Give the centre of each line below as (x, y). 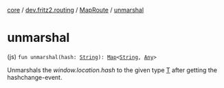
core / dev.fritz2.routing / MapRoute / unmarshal (76, 10)
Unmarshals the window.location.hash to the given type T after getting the (112, 70)
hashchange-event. (35, 77)
